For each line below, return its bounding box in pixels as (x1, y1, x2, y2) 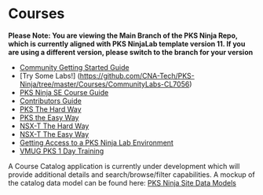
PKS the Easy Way (19, 112, 79, 122)
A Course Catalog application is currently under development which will (8, 161, 240, 171)
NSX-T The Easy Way (19, 129, 89, 138)
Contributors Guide (19, 96, 82, 105)
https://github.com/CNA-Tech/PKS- (79, 71, 195, 80)
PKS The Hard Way (19, 104, 82, 114)
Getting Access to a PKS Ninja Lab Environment (19, 138, 174, 147)
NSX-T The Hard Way (19, 121, 89, 131)
